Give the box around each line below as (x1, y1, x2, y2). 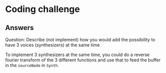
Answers (5, 23, 34, 32)
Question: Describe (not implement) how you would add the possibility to (5, 36, 155, 42)
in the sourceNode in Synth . (5, 62, 59, 68)
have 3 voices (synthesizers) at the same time (5, 42, 100, 48)
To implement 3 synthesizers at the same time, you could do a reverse (5, 51, 150, 57)
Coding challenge (5, 3, 80, 15)
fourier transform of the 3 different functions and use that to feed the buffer (5, 57, 161, 63)
